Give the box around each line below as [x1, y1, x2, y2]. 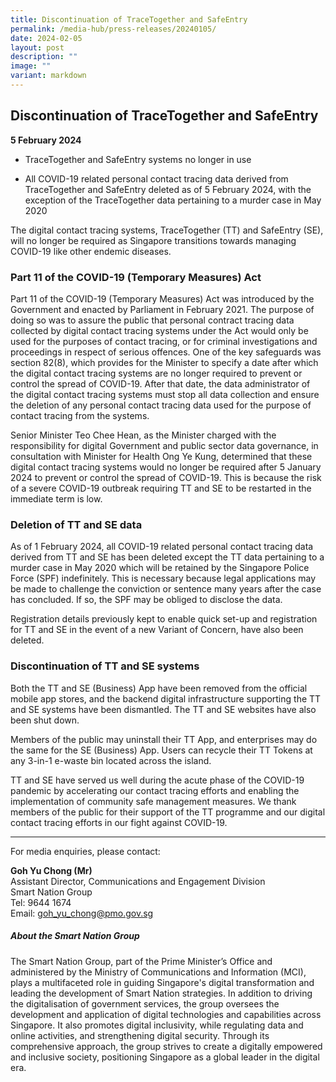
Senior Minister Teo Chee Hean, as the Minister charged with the [10, 429, 277, 441]
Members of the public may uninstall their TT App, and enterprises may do [10, 733, 318, 745]
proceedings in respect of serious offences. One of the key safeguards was [10, 346, 322, 358]
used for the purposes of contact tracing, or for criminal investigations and [10, 335, 318, 347]
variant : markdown [10, 71, 87, 81]
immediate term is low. [10, 492, 103, 505]
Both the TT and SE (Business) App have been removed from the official [10, 682, 308, 694]
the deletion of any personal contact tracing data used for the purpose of [10, 399, 312, 411]
